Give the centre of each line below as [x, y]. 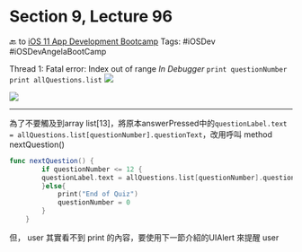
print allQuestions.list [56, 80]
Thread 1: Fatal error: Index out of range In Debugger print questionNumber [148, 68]
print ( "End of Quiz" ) [98, 195]
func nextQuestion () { [52, 161]
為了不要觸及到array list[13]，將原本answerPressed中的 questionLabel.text [148, 123]
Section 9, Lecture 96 [91, 17]
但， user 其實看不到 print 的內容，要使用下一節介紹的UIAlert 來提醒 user [144, 237]
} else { [54, 186]
